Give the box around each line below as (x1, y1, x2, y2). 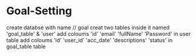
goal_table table (6, 43, 46, 50)
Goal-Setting (6, 4, 73, 18)
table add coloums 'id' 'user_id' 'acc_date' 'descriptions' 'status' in (6, 36, 173, 43)
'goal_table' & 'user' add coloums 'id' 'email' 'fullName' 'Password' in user (6, 30, 191, 37)
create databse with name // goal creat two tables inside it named (6, 24, 170, 31)
